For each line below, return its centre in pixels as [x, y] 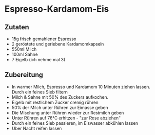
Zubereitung [24, 75]
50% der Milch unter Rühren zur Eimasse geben [60, 107]
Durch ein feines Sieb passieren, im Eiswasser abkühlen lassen [75, 123]
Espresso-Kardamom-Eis [57, 9]
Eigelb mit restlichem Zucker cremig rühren [55, 102]
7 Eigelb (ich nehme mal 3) [39, 59]
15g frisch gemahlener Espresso [44, 39]
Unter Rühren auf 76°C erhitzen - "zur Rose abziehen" [66, 118]
